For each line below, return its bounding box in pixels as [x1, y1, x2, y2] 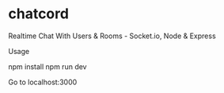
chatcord [8, 5, 70, 23]
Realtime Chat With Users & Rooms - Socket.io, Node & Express [8, 31, 216, 41]
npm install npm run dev [8, 61, 87, 72]
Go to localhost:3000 [8, 77, 78, 87]
